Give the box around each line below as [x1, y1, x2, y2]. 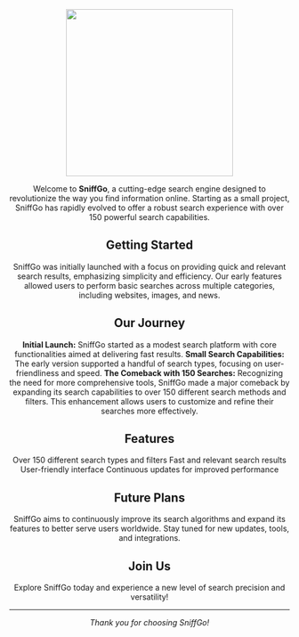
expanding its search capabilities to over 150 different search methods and [12, 387, 287, 397]
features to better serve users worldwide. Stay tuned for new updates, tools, [9, 523, 290, 534]
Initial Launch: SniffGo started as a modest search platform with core [21, 339, 278, 350]
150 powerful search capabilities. [88, 212, 211, 222]
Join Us [127, 559, 172, 574]
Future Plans [114, 490, 185, 505]
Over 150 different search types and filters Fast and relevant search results [12, 454, 287, 466]
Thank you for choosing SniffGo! [89, 617, 210, 628]
